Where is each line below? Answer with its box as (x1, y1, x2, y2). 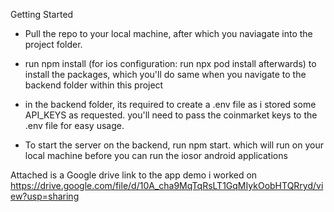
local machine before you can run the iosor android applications (24, 150, 288, 161)
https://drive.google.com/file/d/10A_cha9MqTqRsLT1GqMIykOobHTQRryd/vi (10, 180, 324, 191)
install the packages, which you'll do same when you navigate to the (24, 69, 307, 80)
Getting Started (10, 9, 74, 20)
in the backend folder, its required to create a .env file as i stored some (24, 99, 317, 110)
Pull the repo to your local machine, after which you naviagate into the (24, 28, 313, 39)
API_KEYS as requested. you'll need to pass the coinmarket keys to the (24, 109, 318, 121)
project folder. (24, 39, 83, 50)
